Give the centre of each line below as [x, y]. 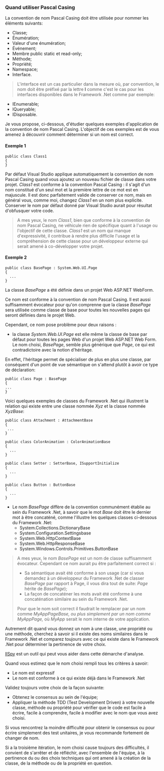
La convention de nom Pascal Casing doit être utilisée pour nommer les [77, 18]
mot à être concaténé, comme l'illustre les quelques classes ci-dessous [84, 517]
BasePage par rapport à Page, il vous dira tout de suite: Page [86, 583]
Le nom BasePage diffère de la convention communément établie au [81, 507]
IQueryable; [24, 109]
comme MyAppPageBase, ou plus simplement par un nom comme [84, 614]
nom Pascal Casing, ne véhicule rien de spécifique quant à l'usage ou [87, 225]
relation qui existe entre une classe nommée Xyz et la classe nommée [75, 406]
